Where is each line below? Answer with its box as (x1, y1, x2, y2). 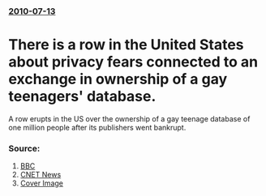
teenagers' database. (8, 87, 157, 106)
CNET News (19, 170, 62, 180)
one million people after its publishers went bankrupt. (8, 122, 187, 132)
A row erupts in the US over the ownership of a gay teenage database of (8, 113, 251, 123)
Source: (8, 143, 41, 154)
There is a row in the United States (8, 36, 245, 54)
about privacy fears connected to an (8, 53, 258, 71)
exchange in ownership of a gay (8, 70, 228, 88)
